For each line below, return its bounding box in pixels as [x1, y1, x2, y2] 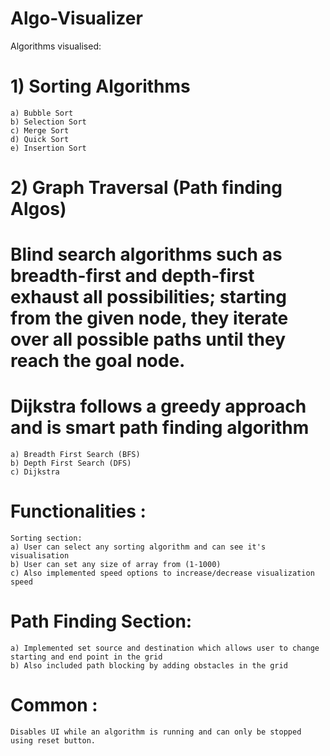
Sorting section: [10, 533, 83, 544]
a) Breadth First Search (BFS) [10, 450, 141, 460]
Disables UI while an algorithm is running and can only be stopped [10, 727, 302, 737]
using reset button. [10, 736, 97, 746]
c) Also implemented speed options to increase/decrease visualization [10, 568, 315, 579]
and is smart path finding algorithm [10, 417, 310, 439]
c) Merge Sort [10, 125, 70, 136]
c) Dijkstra [10, 467, 60, 477]
